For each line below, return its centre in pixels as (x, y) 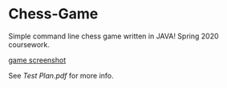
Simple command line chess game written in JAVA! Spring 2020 (113, 36)
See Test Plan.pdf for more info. (61, 75)
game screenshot (37, 60)
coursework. (29, 44)
